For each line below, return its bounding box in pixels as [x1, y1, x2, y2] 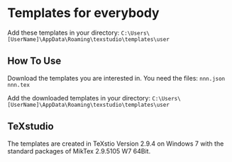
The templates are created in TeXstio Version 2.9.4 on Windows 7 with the [7, 139, 224, 148]
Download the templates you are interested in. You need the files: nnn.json [7, 74, 226, 82]
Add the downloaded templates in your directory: [7, 93, 151, 102]
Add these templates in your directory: [7, 28, 120, 37]
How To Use [7, 55, 62, 67]
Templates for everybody [7, 5, 160, 21]
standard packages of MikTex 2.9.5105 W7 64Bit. [7, 146, 151, 155]
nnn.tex [7, 81, 31, 88]
